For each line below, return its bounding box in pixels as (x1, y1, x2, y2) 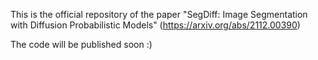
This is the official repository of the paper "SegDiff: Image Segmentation (10, 9, 308, 20)
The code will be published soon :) (10, 39, 153, 50)
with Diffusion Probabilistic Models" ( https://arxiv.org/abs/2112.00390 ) (10, 19, 301, 31)
